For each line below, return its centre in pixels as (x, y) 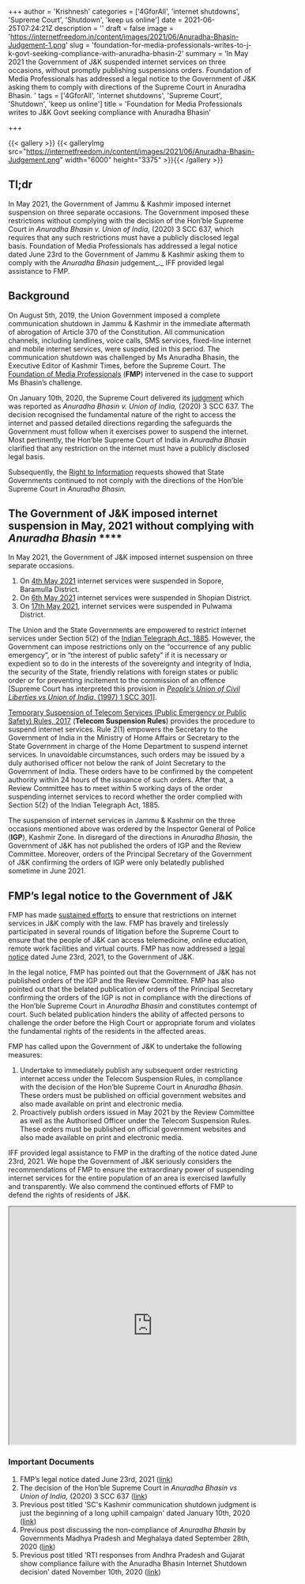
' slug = (78, 45)
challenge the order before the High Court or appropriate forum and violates (132, 1023)
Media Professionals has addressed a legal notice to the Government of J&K (132, 79)
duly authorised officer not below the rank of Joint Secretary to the (117, 763)
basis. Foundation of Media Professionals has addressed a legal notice (123, 245)
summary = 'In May (217, 53)
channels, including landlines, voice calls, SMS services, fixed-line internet (130, 340)
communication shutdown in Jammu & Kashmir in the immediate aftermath (129, 323)
